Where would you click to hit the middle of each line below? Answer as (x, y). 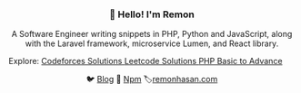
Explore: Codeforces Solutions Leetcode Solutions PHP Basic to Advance (145, 61)
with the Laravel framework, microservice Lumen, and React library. (152, 43)
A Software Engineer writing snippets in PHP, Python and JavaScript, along (152, 34)
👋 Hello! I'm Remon (152, 14)
